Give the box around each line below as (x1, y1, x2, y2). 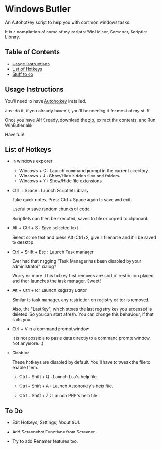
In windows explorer (12, 159, 53, 164)
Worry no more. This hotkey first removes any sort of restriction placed (12, 273, 154, 279)
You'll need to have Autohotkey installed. (5, 98, 86, 104)
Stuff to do (12, 71, 34, 77)
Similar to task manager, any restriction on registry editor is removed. (12, 297, 150, 303)
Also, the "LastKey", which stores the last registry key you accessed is (12, 306, 152, 312)
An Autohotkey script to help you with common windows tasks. (5, 19, 131, 25)
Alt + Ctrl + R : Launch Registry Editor (12, 288, 87, 293)
